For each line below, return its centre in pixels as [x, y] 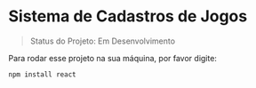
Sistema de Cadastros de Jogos [128, 16]
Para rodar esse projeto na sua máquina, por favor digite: [112, 58]
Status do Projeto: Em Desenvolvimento [102, 41]
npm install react [42, 74]
